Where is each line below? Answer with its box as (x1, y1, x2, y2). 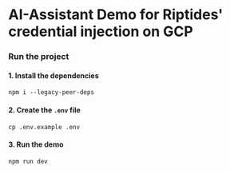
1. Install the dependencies (8, 70, 99, 81)
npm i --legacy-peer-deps (8, 88, 94, 96)
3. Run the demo (8, 140, 64, 149)
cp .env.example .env (8, 123, 81, 131)
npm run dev (8, 157, 48, 165)
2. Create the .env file (8, 105, 81, 115)
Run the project (8, 51, 69, 62)
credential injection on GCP (8, 22, 193, 41)
